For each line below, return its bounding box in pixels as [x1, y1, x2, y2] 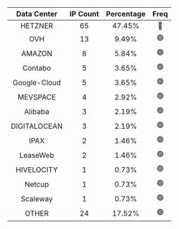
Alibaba [24, 106, 49, 116]
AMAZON [20, 49, 53, 58]
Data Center [16, 9, 58, 18]
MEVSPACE [17, 92, 56, 101]
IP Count [69, 9, 99, 18]
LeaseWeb [19, 150, 54, 160]
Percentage [105, 9, 146, 18]
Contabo [22, 63, 51, 73]
